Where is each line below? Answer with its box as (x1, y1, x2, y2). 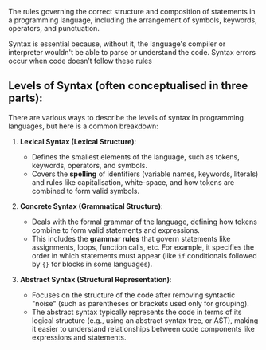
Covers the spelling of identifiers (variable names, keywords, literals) (31, 169, 259, 179)
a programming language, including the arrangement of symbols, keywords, (8, 15, 257, 25)
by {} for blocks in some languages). (31, 259, 153, 269)
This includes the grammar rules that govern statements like (31, 234, 231, 243)
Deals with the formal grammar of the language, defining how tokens (31, 217, 257, 226)
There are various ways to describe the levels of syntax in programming (8, 112, 244, 122)
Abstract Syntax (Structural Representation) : (19, 274, 172, 284)
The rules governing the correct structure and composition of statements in (8, 7, 256, 16)
